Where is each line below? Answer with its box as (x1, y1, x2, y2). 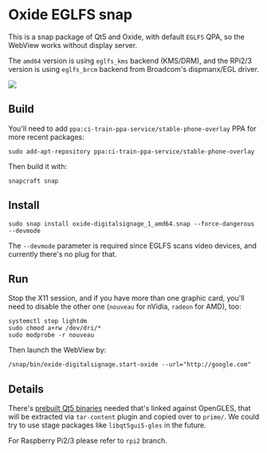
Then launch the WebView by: (8, 345, 107, 355)
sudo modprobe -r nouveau (8, 331, 94, 340)
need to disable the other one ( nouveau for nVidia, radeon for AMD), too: (8, 301, 241, 312)
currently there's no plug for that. (8, 249, 117, 258)
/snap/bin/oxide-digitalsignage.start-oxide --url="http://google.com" (8, 360, 251, 368)
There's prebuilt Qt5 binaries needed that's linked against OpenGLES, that (8, 404, 251, 413)
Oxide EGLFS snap (8, 6, 133, 24)
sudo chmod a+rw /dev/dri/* (8, 325, 102, 333)
